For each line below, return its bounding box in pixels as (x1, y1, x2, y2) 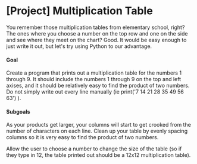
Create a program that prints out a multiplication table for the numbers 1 (6, 69, 182, 76)
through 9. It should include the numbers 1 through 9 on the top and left (6, 76, 182, 83)
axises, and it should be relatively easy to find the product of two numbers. (6, 82, 190, 89)
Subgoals (6, 108, 31, 115)
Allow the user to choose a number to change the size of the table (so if (6, 145, 182, 152)
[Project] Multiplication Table (6, 4, 153, 18)
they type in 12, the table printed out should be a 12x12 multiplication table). (6, 152, 191, 159)
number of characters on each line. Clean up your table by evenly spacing (6, 127, 188, 134)
